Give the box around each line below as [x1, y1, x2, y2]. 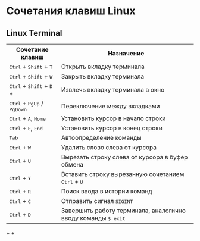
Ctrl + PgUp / [9, 99, 43, 107]
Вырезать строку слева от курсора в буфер [61, 153, 188, 161]
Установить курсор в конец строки [61, 124, 162, 132]
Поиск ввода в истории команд [61, 187, 153, 195]
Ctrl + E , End [9, 124, 43, 132]
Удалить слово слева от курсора [61, 143, 157, 151]
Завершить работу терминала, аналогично [61, 206, 186, 215]
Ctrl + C [9, 197, 32, 205]
